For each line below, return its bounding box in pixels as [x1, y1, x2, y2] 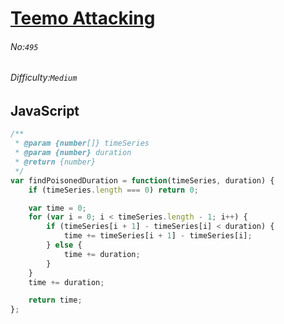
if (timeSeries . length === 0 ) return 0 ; [28, 185, 199, 195]
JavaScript [10, 103, 80, 119]
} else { [46, 240, 83, 251]
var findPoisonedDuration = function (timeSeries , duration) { [10, 175, 275, 186]
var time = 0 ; [28, 203, 87, 213]
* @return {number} [14, 157, 97, 167]
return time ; [28, 295, 83, 306]
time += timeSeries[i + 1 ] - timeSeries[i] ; [63, 231, 253, 241]
